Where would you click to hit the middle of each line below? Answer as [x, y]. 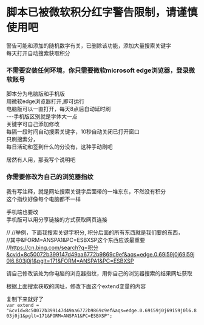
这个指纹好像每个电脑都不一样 [43, 199]
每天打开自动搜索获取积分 [38, 53]
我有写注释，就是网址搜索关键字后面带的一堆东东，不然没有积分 [86, 191]
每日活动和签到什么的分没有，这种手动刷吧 [59, 147]
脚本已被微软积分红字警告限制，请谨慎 [102, 12]
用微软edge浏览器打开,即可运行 [46, 101]
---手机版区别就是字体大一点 [42, 116]
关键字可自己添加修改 [33, 124]
